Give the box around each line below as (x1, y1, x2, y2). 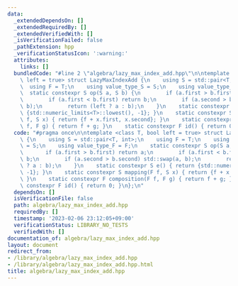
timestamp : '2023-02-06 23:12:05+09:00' (13, 215, 135, 222)
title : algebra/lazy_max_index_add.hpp (7, 268, 125, 275)
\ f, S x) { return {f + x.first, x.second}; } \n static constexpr (20, 116, 233, 123)
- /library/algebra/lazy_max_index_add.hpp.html (7, 261, 154, 268)
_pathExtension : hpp (13, 43, 74, 50)
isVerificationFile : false (13, 195, 93, 202)
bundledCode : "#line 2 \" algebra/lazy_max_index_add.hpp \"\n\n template (13, 70, 230, 77)
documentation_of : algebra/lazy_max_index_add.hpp (7, 235, 160, 242)
